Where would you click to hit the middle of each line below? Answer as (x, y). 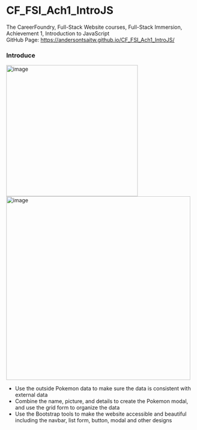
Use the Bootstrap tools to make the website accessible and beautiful (101, 414)
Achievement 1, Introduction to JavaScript (58, 33)
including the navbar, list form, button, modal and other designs (93, 420)
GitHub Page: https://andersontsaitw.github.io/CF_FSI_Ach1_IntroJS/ (90, 40)
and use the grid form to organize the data (67, 408)
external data (31, 395)
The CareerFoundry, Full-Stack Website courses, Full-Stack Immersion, (94, 27)
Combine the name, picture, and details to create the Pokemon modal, (102, 401)
